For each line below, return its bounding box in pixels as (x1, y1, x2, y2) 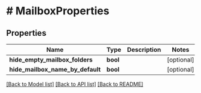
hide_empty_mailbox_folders (9, 55, 93, 64)
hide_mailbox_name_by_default (9, 66, 101, 73)
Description (127, 46, 162, 54)
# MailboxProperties (6, 4, 109, 18)
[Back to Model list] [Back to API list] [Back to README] (6, 80, 144, 88)
